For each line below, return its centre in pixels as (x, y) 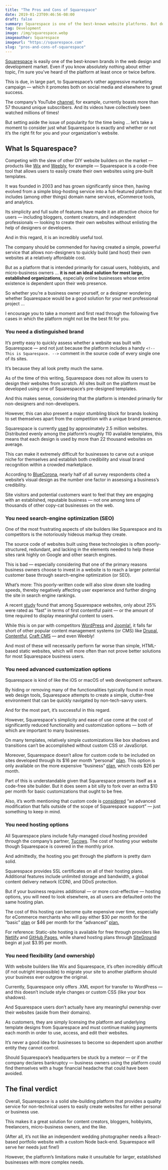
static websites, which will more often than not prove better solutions (90, 651)
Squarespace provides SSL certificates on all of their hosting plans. (74, 871)
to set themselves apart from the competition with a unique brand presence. (83, 419)
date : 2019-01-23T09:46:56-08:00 (40, 15)
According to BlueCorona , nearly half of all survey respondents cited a (78, 474)
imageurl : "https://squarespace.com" (44, 43)
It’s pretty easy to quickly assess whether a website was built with (73, 343)
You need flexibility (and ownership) (50, 955)
